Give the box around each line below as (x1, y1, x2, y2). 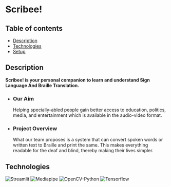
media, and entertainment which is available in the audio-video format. (12, 112, 162, 118)
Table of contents (5, 24, 63, 33)
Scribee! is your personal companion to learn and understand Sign (5, 77, 150, 83)
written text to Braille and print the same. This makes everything (12, 142, 148, 148)
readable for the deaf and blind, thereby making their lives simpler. (12, 148, 154, 154)
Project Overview (12, 125, 58, 132)
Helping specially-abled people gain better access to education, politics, (12, 107, 166, 113)
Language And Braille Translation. (5, 82, 80, 88)
